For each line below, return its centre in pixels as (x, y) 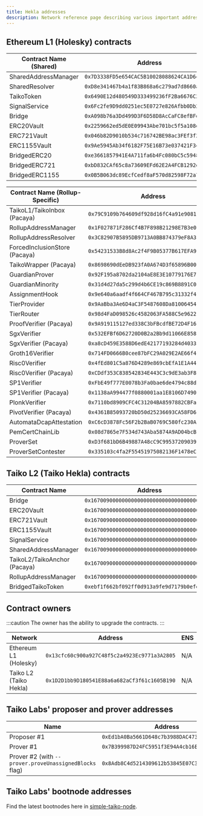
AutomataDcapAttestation (46, 423)
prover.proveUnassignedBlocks (53, 763)
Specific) (46, 200)
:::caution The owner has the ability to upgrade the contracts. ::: (85, 623)
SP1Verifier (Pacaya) (39, 393)
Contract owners (39, 608)
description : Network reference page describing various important (93, 18)
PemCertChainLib (34, 432)
